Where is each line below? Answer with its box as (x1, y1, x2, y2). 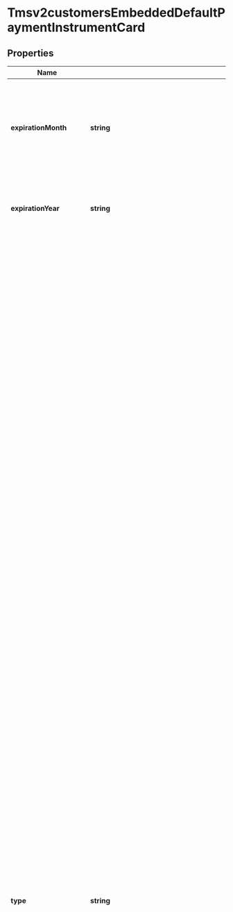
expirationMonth (10, 123, 67, 133)
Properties (7, 47, 54, 59)
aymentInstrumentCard (7, 19, 146, 35)
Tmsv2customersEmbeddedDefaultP (7, 5, 225, 21)
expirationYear (10, 203, 60, 213)
